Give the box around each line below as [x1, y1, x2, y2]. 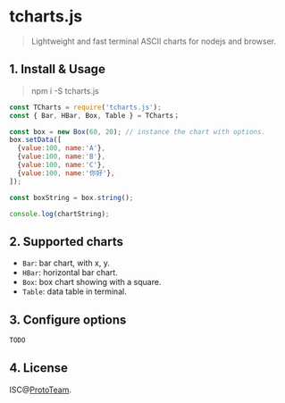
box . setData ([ [9, 136, 63, 145]
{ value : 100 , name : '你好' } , [17, 168, 115, 178]
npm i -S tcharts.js [30, 85, 100, 96]
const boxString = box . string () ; [9, 193, 134, 202]
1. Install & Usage [9, 62, 105, 77]
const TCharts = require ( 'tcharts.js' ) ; [9, 103, 163, 112]
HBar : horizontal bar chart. [21, 267, 118, 278]
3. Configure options [9, 312, 127, 327]
